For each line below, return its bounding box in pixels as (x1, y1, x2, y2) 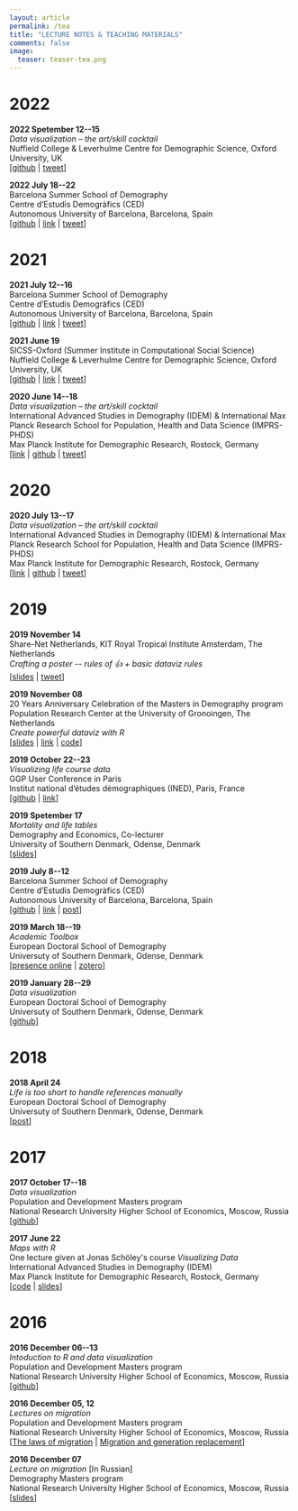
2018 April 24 (9, 1077, 61, 1088)
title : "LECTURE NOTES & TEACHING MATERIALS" (9, 30, 183, 39)
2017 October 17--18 (9, 1176, 87, 1187)
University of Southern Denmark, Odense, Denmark (9, 838, 201, 849)
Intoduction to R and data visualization (9, 1351, 153, 1362)
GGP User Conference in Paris (9, 773, 122, 784)
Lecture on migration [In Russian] (9, 1463, 133, 1474)
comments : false (9, 38, 70, 48)
